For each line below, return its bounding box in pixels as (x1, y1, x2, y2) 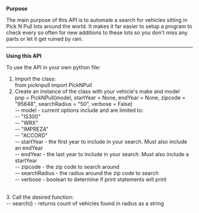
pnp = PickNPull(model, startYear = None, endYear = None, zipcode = (14, 94, 186, 101)
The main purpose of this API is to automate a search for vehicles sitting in (6, 17, 188, 23)
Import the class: (14, 75, 56, 82)
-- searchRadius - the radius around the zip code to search (14, 170, 159, 176)
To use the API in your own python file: (6, 64, 101, 70)
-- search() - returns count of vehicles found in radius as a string (6, 200, 164, 206)
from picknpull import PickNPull (14, 82, 92, 88)
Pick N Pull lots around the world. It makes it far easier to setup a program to (6, 23, 192, 30)
